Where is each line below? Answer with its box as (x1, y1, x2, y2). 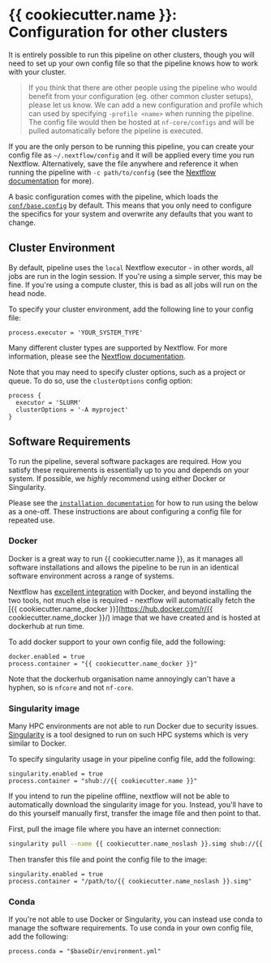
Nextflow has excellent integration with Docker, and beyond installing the (8, 587, 252, 596)
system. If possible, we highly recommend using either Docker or (8, 473, 226, 484)
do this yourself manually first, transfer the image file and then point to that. (8, 809, 261, 819)
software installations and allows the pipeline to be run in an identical (8, 562, 239, 572)
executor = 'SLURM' (15, 398, 82, 406)
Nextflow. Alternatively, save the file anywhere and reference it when (8, 158, 239, 168)
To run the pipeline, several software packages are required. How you (8, 456, 242, 466)
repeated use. (8, 515, 55, 525)
